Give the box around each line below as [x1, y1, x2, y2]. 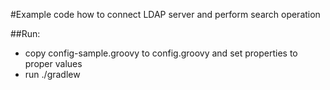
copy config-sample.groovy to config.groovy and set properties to [24, 47, 298, 59]
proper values [24, 58, 83, 69]
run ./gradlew [24, 69, 81, 80]
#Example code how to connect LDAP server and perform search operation [10, 9, 321, 20]
